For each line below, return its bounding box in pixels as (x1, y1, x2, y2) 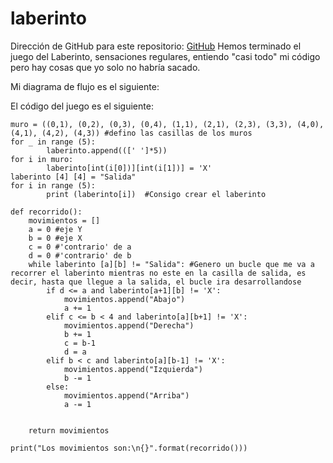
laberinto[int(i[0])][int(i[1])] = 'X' (46, 163, 213, 173)
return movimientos (28, 425, 110, 436)
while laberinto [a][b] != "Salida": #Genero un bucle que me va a (28, 259, 315, 269)
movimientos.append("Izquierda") (63, 364, 203, 374)
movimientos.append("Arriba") (63, 390, 190, 401)
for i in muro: (10, 154, 74, 164)
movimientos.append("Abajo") (63, 294, 186, 304)
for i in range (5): (10, 180, 97, 191)
